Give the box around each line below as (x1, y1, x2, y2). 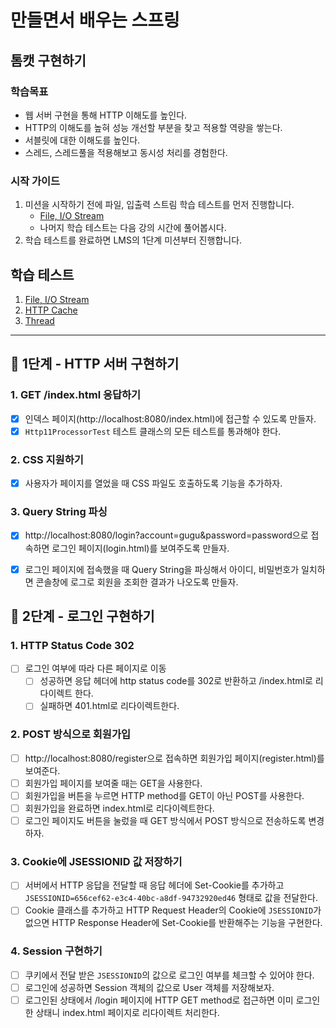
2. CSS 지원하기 (10, 452, 84, 466)
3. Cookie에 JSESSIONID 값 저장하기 (10, 854, 183, 868)
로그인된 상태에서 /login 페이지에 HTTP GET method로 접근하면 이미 (24, 994, 294, 1006)
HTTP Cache (24, 304, 78, 316)
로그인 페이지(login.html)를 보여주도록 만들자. (51, 542, 230, 554)
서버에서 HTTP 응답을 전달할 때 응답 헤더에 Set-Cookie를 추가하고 (24, 879, 285, 891)
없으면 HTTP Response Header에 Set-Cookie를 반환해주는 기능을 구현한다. (24, 917, 323, 929)
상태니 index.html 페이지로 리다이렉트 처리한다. (35, 1006, 220, 1018)
